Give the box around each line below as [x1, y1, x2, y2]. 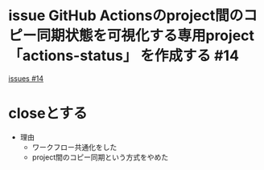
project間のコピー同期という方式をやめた [31, 152, 169, 162]
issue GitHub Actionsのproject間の [8, 6, 244, 25]
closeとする [8, 104, 88, 123]
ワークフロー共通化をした [31, 142, 118, 152]
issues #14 [8, 73, 44, 83]
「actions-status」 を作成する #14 [8, 47, 240, 65]
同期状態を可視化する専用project [36, 26, 255, 45]
